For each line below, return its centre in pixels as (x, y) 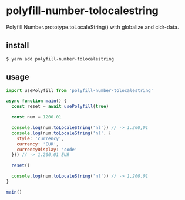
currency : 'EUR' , (38, 144)
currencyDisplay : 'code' (47, 150)
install (18, 45)
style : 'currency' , (41, 138)
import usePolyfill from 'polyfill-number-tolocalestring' (80, 90)
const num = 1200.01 (36, 117)
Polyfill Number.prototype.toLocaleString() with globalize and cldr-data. (92, 27)
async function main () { (36, 101)
